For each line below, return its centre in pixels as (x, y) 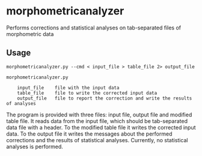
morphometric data (30, 34)
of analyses (21, 103)
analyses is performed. (35, 146)
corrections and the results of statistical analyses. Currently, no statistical (97, 140)
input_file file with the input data (68, 88)
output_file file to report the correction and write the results (105, 98)
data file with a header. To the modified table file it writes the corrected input (101, 127)
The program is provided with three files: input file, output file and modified (99, 115)
